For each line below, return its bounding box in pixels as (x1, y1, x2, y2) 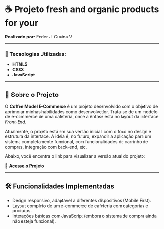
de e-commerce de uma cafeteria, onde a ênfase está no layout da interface (5, 114, 159, 120)
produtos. (12, 208, 32, 213)
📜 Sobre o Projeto (5, 91, 59, 99)
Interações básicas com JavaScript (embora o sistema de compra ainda (12, 213, 157, 219)
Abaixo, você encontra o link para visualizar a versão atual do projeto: (5, 153, 145, 159)
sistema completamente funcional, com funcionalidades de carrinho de (5, 139, 148, 145)
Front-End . (5, 119, 27, 125)
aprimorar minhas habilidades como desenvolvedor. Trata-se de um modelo (5, 109, 158, 114)
